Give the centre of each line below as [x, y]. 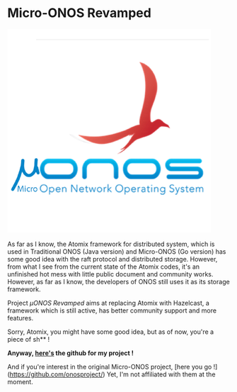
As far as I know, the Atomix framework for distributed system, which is [111, 244]
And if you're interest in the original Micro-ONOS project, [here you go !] [112, 366]
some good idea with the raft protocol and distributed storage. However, [112, 259]
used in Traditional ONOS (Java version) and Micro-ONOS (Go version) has [117, 251]
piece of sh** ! [29, 339]
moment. [20, 381]
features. [21, 318]
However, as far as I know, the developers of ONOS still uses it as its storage [118, 281]
